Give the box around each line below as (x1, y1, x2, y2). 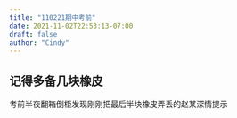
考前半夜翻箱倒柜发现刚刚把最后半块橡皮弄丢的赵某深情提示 (9, 99, 228, 110)
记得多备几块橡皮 (9, 73, 103, 88)
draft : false (9, 29, 58, 38)
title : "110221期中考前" (9, 13, 96, 22)
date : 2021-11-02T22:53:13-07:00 (9, 21, 134, 30)
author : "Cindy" (9, 38, 69, 47)
